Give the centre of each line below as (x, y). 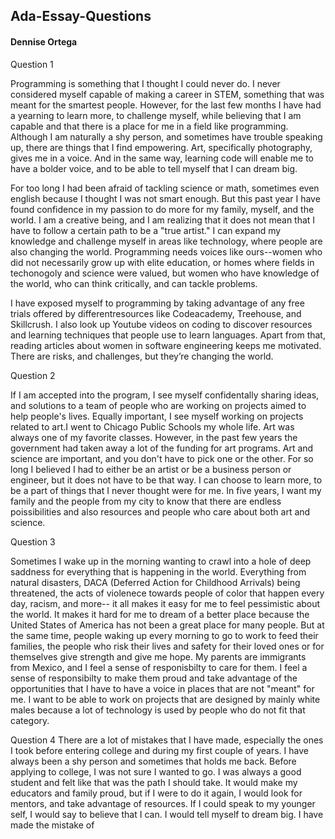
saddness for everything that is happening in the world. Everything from (158, 571)
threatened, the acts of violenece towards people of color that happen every (167, 593)
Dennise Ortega (44, 41)
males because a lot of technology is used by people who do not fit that (158, 710)
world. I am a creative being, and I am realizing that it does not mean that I (163, 220)
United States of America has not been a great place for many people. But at (167, 625)
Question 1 (32, 64)
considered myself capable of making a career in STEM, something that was (167, 94)
